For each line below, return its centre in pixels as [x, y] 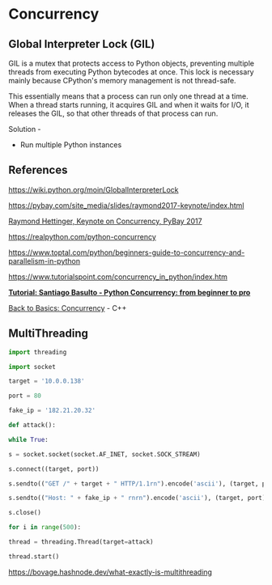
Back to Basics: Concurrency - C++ [68, 307]
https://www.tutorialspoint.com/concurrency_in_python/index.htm [118, 277]
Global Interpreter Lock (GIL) [82, 44]
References [38, 170]
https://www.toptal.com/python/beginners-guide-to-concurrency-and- [127, 252]
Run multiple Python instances [71, 145]
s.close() [25, 513]
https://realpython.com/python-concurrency [82, 236]
